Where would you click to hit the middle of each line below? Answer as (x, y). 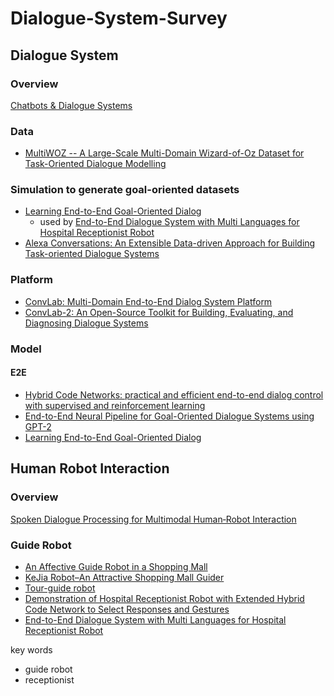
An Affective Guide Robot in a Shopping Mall (116, 566)
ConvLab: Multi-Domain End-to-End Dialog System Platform (148, 301)
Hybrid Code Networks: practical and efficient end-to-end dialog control (174, 394)
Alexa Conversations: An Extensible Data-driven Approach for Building (170, 243)
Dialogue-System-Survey (119, 18)
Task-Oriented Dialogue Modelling (95, 164)
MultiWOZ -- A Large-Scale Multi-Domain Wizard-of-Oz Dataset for (164, 153)
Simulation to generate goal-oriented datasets (125, 190)
